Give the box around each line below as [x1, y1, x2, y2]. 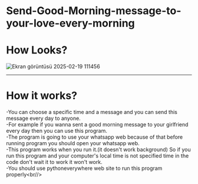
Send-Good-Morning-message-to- [6, 4, 181, 18]
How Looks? [6, 44, 68, 57]
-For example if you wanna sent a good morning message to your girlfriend [6, 121, 189, 128]
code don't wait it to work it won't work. [6, 159, 103, 166]
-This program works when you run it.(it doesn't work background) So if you [6, 146, 191, 153]
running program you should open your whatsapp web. [6, 140, 140, 147]
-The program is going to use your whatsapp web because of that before [6, 133, 183, 140]
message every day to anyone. [6, 115, 81, 122]
